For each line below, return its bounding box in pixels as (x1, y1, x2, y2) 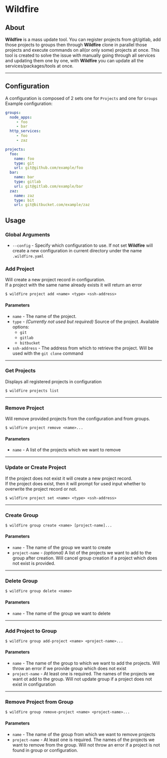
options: (12, 324, 29, 329)
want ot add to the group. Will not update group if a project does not (12, 676, 153, 682)
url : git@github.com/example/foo (14, 165, 83, 170)
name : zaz (14, 193, 35, 198)
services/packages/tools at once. (5, 63, 74, 69)
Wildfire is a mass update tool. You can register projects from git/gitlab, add (5, 36, 161, 42)
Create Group (5, 512, 39, 519)
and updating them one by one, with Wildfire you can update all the (5, 58, 144, 63)
